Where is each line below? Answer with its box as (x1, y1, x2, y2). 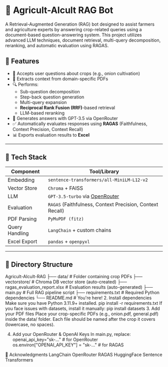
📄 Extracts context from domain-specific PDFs (12, 75, 108, 82)
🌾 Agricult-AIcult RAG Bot (5, 5, 113, 16)
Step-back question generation (19, 94, 84, 100)
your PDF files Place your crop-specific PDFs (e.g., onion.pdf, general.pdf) (5, 311, 159, 317)
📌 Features (5, 57, 39, 66)
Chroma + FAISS (47, 184, 83, 191)
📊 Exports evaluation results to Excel (12, 132, 90, 138)
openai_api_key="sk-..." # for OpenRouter (12, 336, 98, 343)
